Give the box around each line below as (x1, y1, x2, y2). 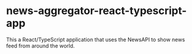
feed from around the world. (6, 42, 75, 49)
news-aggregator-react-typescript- (6, 4, 187, 18)
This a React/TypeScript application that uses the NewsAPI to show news (6, 36, 185, 43)
